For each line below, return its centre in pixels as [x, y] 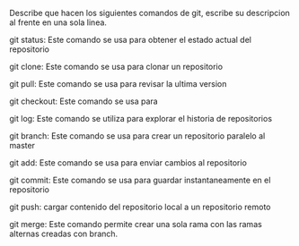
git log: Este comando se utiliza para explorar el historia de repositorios [141, 119]
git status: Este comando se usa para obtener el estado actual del [130, 40]
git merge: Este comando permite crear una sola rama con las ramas [136, 224]
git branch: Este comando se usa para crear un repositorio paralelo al [137, 136]
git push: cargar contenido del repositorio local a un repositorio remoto [140, 207]
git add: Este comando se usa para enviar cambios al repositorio [128, 163]
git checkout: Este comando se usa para [84, 101]
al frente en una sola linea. [58, 22]
